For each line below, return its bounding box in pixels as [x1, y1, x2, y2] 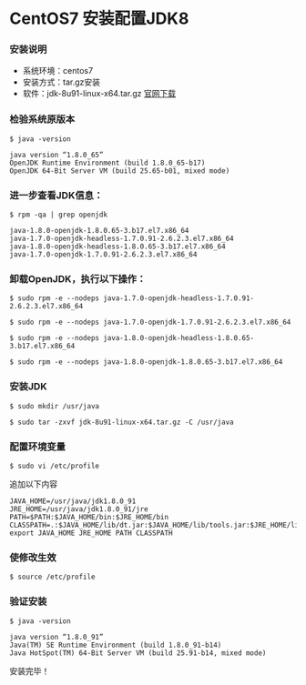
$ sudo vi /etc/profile [9, 461, 100, 470]
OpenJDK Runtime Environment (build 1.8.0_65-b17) [9, 158, 206, 167]
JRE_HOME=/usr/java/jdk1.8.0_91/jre [9, 504, 148, 514]
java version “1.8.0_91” [9, 632, 104, 641]
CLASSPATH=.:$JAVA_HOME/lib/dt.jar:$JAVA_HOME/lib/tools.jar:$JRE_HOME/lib [9, 520, 303, 529]
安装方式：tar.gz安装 [22, 76, 101, 87]
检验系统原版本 [9, 113, 76, 126]
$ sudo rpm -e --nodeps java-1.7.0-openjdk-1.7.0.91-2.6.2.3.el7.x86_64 [9, 317, 291, 327]
